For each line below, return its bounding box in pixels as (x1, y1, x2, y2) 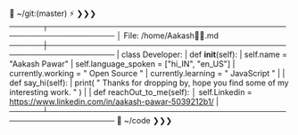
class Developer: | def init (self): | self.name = (120, 49, 288, 60)
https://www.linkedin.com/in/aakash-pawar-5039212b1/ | (9, 97, 219, 107)
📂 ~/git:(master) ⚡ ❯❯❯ (9, 8, 96, 19)
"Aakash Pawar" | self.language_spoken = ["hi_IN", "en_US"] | (9, 59, 236, 69)
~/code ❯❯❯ (123, 115, 173, 125)
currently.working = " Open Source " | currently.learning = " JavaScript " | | (9, 68, 286, 78)
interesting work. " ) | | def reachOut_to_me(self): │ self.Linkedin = (9, 87, 252, 97)
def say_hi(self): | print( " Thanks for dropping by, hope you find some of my (9, 77, 289, 88)
